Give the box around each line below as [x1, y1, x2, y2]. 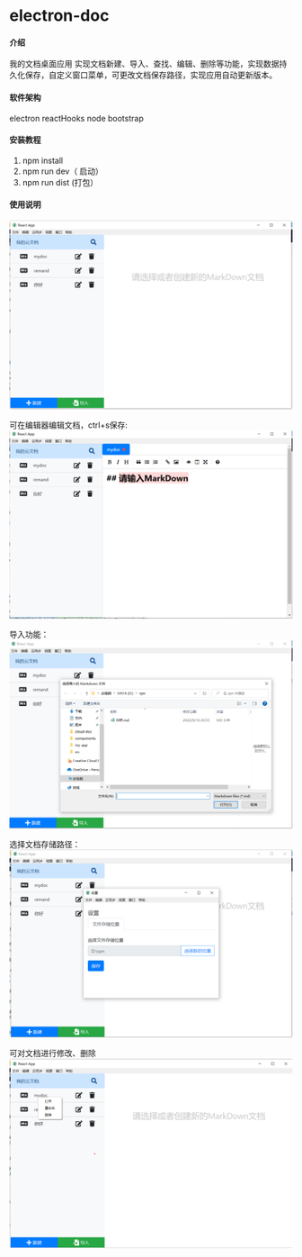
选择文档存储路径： [9, 839, 81, 850]
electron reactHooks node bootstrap [9, 113, 144, 123]
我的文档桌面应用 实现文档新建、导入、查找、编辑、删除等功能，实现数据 [9, 59, 280, 69]
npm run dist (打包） [22, 176, 99, 187]
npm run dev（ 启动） [22, 166, 103, 176]
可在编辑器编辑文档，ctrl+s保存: [9, 420, 129, 430]
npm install [22, 155, 64, 166]
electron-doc [9, 5, 110, 26]
